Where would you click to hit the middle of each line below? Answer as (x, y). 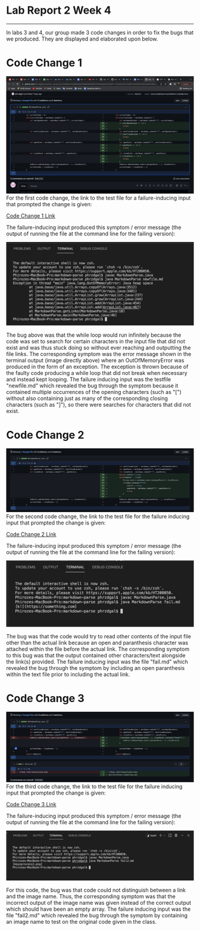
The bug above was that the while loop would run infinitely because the (94, 335)
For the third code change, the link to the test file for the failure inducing (94, 787)
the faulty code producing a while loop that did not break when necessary (97, 373)
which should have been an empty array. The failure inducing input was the (99, 909)
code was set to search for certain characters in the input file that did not (96, 341)
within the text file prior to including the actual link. (68, 674)
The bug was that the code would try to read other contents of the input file (99, 636)
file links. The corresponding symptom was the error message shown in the (99, 354)
